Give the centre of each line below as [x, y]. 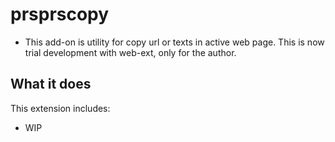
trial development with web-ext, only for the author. [130, 52]
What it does [51, 84]
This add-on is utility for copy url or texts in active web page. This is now [174, 42]
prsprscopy [60, 14]
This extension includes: [60, 108]
